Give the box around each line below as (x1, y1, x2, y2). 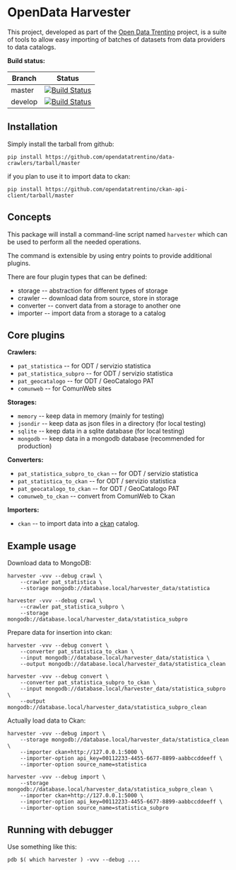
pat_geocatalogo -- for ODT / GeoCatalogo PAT (17, 377, 155, 385)
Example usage (7, 540, 76, 552)
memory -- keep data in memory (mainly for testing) (17, 412, 165, 420)
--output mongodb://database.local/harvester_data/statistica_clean (20, 660, 226, 668)
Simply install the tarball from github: (7, 140, 114, 148)
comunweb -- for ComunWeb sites (17, 384, 112, 393)
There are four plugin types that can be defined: (7, 272, 147, 281)
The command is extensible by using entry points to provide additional (7, 251, 212, 259)
